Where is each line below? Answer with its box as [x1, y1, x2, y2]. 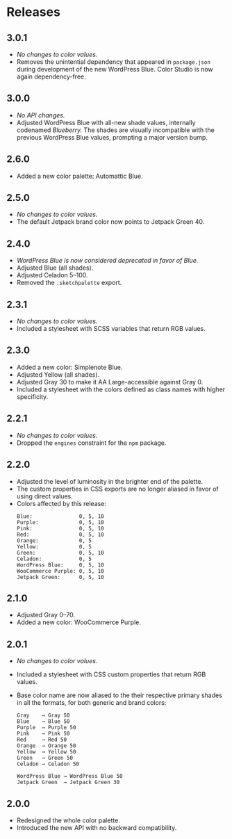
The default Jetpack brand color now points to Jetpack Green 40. [16, 218, 205, 226]
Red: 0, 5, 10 [16, 531, 105, 538]
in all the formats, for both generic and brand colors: [16, 699, 167, 707]
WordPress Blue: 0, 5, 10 [16, 561, 105, 569]
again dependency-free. [16, 72, 86, 81]
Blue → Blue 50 [16, 718, 70, 725]
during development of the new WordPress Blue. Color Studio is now [16, 65, 213, 73]
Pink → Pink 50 [16, 731, 70, 738]
